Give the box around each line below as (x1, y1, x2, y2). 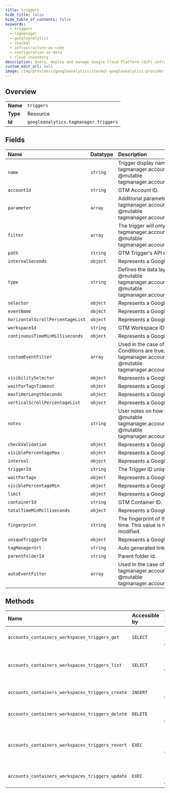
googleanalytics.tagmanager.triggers (27, 119, 118, 125)
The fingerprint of (118, 515, 160, 522)
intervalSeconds (8, 258, 47, 264)
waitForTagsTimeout (8, 383, 55, 389)
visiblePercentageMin (8, 482, 60, 489)
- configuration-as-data (10, 50, 62, 55)
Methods (5, 597, 34, 606)
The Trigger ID (118, 465, 153, 472)
